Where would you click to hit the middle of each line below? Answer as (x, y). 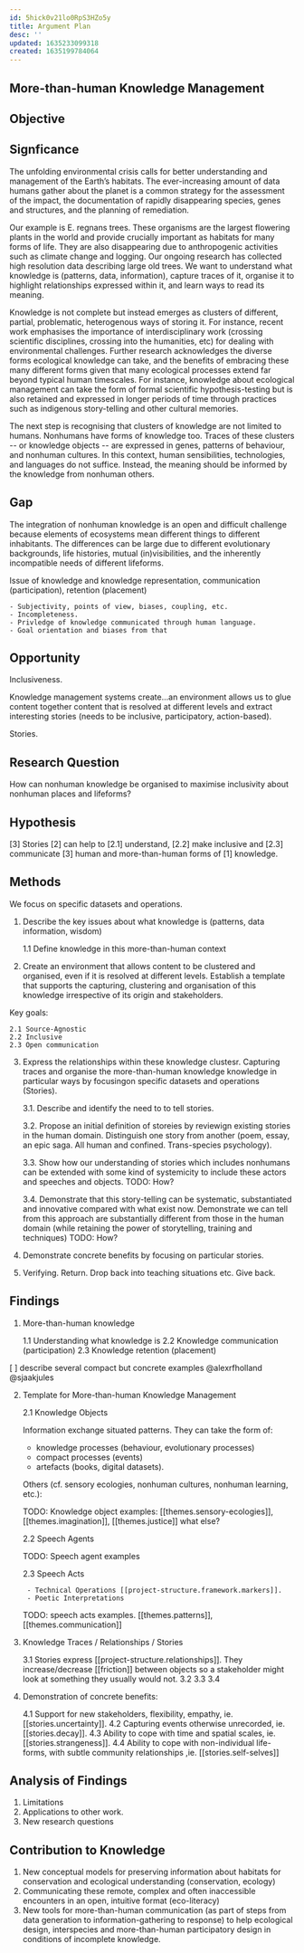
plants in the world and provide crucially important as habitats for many (142, 237)
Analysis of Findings (69, 1781)
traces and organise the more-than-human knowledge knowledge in (150, 1071)
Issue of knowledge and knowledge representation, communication (135, 580)
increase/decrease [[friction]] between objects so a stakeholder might (153, 1669)
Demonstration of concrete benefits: (90, 1696)
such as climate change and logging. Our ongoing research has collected (146, 256)
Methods (35, 882)
